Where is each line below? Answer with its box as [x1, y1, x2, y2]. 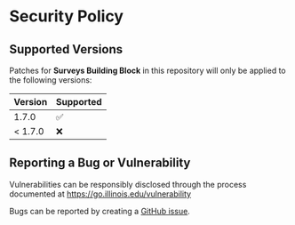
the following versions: [9, 75, 92, 85]
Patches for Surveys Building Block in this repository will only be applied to [9, 65, 286, 76]
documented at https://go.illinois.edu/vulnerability [9, 189, 192, 199]
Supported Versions [9, 42, 123, 57]
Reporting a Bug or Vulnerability [9, 156, 191, 171]
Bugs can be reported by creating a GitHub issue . [9, 205, 191, 216]
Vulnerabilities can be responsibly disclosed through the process [9, 179, 247, 189]
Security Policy [9, 6, 124, 27]
